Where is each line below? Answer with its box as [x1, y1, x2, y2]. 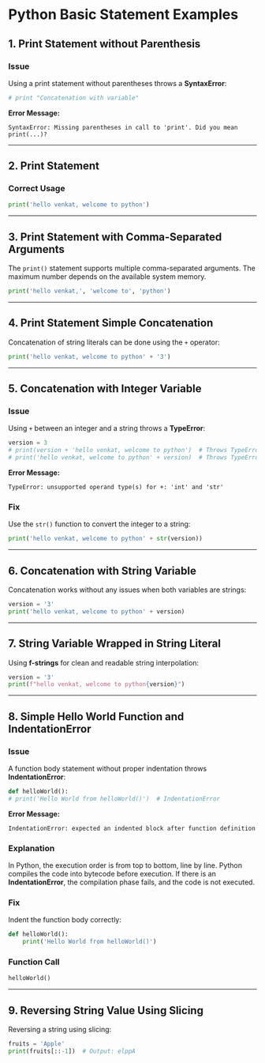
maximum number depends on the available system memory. [8, 272, 207, 281]
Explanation [8, 842, 55, 854]
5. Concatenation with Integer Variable [8, 382, 202, 396]
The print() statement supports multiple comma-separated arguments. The [8, 263, 256, 273]
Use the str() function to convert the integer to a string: [8, 519, 191, 529]
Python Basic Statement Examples [8, 6, 239, 24]
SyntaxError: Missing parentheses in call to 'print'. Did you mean [8, 123, 238, 131]
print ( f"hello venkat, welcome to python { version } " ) [8, 680, 185, 688]
